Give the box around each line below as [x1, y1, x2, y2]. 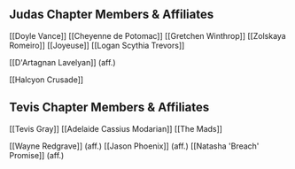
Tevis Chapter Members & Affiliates [9, 100, 210, 115]
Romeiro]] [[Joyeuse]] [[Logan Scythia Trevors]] [9, 40, 185, 50]
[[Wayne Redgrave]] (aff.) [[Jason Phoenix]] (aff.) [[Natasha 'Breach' [9, 141, 260, 151]
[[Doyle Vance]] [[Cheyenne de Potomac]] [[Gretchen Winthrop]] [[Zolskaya [9, 30, 286, 41]
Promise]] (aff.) [9, 150, 65, 160]
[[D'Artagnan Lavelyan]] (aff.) [9, 57, 116, 67]
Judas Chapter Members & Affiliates [9, 7, 214, 22]
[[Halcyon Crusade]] [9, 74, 84, 85]
